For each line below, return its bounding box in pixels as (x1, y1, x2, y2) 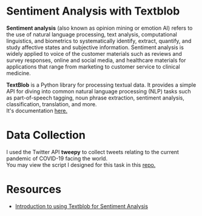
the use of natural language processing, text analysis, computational (6, 30, 177, 38)
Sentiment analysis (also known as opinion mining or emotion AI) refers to (6, 24, 193, 32)
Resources (6, 183, 62, 197)
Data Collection (6, 129, 86, 142)
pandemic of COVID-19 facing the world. (6, 155, 108, 162)
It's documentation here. (6, 107, 68, 114)
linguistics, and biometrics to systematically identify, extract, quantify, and (6, 37, 192, 44)
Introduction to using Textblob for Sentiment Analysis (15, 202, 149, 210)
